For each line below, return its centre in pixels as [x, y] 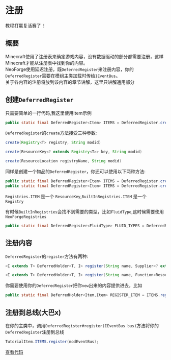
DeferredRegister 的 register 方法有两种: [47, 256]
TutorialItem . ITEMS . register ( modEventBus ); [52, 342]
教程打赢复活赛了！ [25, 26]
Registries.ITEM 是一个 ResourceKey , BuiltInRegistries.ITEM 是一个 [76, 196]
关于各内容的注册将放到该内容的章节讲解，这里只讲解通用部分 [70, 82]
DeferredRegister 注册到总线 [35, 332]
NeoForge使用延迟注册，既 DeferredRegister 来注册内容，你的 [69, 69]
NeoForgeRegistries [26, 217]
